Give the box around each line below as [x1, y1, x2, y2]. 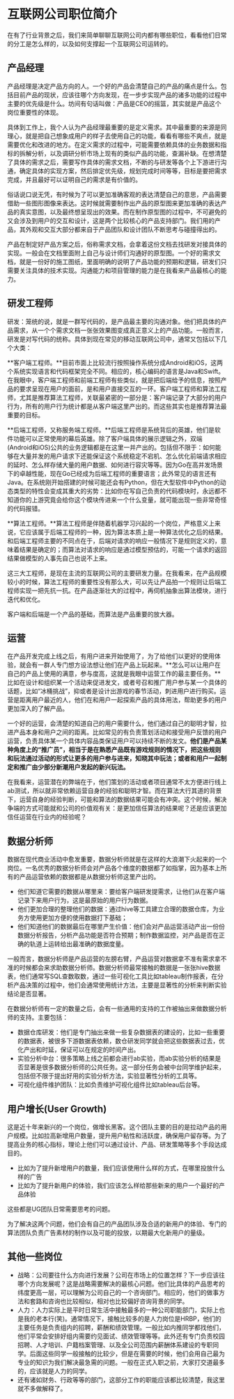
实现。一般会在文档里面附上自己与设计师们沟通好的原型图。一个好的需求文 [7, 249, 221, 257]
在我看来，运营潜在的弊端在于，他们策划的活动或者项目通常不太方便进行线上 [7, 778, 227, 786]
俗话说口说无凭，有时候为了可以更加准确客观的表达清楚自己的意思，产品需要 [7, 190, 227, 198]
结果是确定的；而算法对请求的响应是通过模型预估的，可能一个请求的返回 [19, 545, 227, 553]
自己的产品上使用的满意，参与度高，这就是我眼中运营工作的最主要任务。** [7, 669, 221, 678]
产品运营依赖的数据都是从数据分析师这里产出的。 [19, 873, 160, 881]
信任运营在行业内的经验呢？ [7, 813, 87, 821]
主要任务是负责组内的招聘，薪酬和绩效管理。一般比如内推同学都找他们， [17, 1323, 225, 1331]
